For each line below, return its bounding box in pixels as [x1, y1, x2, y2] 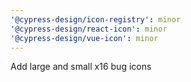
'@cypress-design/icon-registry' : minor [10, 14, 182, 25]
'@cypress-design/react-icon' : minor [10, 24, 168, 34]
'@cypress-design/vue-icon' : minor [10, 33, 159, 43]
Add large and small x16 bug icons [10, 61, 152, 73]
